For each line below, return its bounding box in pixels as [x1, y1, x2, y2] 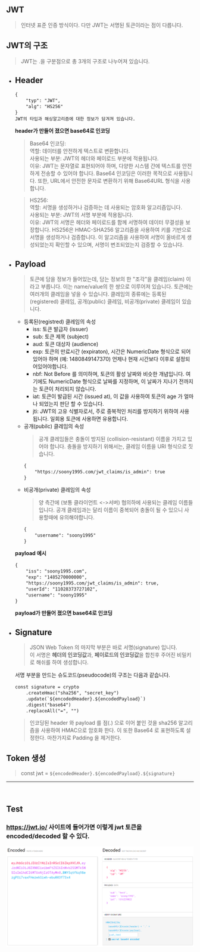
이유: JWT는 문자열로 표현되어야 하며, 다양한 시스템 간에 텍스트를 [29, 163, 181, 170]
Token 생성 [6, 753, 46, 764]
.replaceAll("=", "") [26, 708, 79, 714]
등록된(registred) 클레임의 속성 [23, 318, 96, 325]
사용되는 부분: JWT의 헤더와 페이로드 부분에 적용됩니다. [29, 155, 159, 162]
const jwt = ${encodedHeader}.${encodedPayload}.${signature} [20, 769, 176, 776]
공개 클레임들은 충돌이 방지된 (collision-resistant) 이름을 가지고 [38, 436, 186, 443]
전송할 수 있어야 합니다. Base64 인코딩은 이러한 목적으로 [40, 170, 173, 177]
